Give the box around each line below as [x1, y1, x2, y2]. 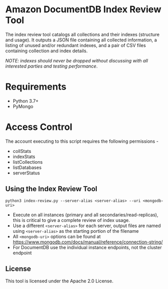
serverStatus [12, 170, 40, 176]
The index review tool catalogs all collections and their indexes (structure [5, 31, 160, 37]
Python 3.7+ [12, 98, 39, 104]
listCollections [12, 159, 43, 165]
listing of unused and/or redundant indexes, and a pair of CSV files [5, 42, 146, 48]
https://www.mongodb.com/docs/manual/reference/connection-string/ [12, 239, 163, 245]
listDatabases [12, 164, 42, 170]
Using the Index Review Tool [5, 185, 97, 193]
